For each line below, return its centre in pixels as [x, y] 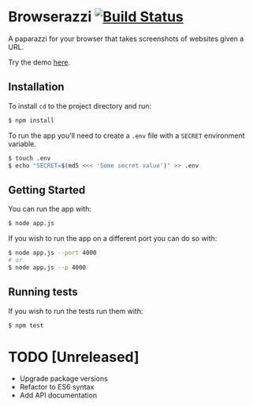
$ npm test [26, 325]
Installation [36, 87]
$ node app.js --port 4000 [52, 253]
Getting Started [47, 190]
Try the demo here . [39, 62]
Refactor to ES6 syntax [57, 387]
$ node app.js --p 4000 [47, 268]
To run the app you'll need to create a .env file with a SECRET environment [126, 135]
